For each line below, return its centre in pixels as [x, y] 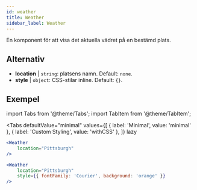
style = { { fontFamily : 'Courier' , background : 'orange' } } [91, 176]
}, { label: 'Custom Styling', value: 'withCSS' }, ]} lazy [72, 131]
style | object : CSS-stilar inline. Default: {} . [69, 80]
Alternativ [26, 59]
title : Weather [25, 17]
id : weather [21, 12]
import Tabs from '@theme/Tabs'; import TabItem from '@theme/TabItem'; [99, 113]
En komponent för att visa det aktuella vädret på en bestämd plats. [89, 40]
